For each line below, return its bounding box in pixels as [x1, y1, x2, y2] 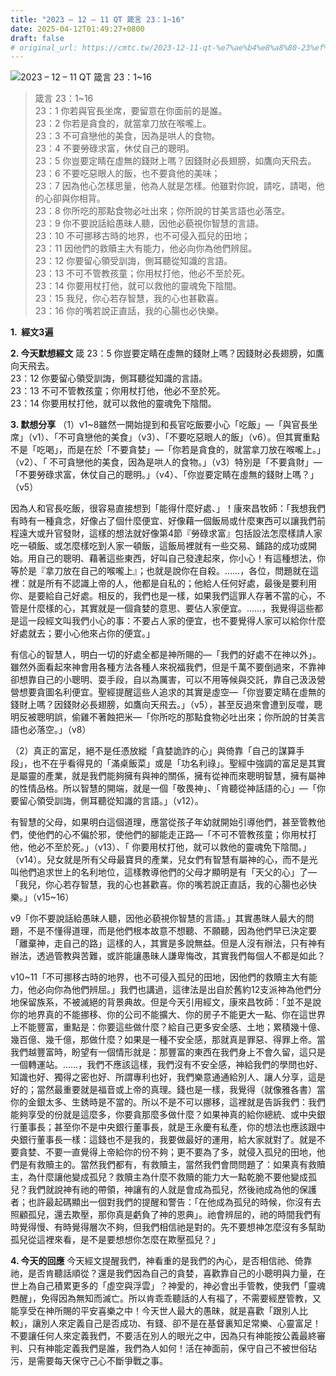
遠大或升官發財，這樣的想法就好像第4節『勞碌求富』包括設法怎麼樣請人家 [18, 527, 323, 540]
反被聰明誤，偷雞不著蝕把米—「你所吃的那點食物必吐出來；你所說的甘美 [18, 711, 317, 723]
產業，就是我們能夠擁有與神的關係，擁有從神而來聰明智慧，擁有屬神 [44, 770, 326, 782]
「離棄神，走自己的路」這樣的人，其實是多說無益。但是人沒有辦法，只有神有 [10, 937, 326, 950]
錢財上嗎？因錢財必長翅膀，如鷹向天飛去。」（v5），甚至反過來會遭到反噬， [10, 699, 315, 711]
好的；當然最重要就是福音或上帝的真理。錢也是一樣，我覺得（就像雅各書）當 [10, 1084, 326, 1096]
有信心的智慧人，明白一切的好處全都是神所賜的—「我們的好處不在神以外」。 [10, 649, 322, 661]
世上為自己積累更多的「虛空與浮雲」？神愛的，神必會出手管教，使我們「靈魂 [10, 1280, 326, 1292]
